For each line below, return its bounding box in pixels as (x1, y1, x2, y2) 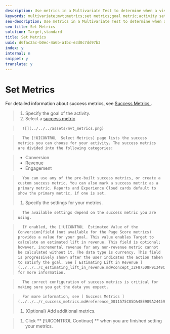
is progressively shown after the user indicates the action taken (17, 255, 163, 260)
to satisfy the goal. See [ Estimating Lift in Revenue (17, 260, 138, 265)
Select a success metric (25, 116, 75, 122)
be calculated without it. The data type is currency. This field (17, 250, 161, 255)
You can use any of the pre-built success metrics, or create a (22, 176, 161, 181)
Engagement (25, 165, 52, 171)
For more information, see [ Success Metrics (22, 294, 120, 299)
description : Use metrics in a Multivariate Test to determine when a (5, 8, 157, 13)
